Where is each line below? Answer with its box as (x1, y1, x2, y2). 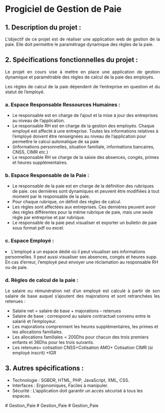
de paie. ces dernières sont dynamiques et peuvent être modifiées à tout (12, 188, 160, 194)
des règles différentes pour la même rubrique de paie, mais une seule (12, 209, 153, 215)
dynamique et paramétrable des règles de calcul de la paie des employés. (5, 74, 155, 80)
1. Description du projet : (5, 23, 82, 32)
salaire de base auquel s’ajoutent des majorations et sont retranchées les (5, 293, 160, 299)
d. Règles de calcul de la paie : (5, 276, 79, 283)
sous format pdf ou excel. (12, 225, 65, 231)
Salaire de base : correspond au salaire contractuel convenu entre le (12, 313, 151, 319)
